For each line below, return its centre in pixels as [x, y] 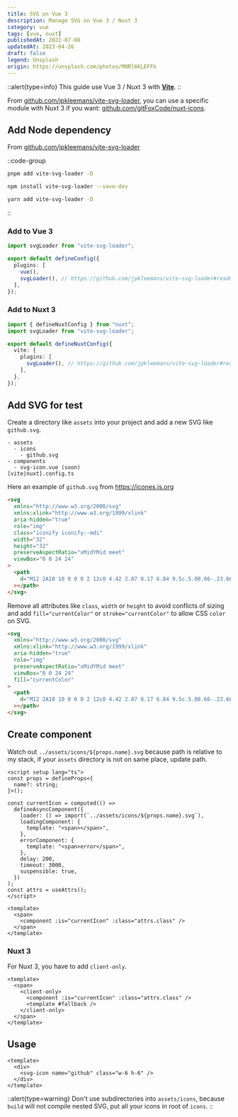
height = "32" [32, 546]
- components [27, 462]
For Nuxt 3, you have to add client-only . [67, 966]
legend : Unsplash [33, 60]
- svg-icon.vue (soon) [47, 468]
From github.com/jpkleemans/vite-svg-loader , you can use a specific [108, 101]
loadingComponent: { [50, 822]
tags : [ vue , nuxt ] [34, 34]
